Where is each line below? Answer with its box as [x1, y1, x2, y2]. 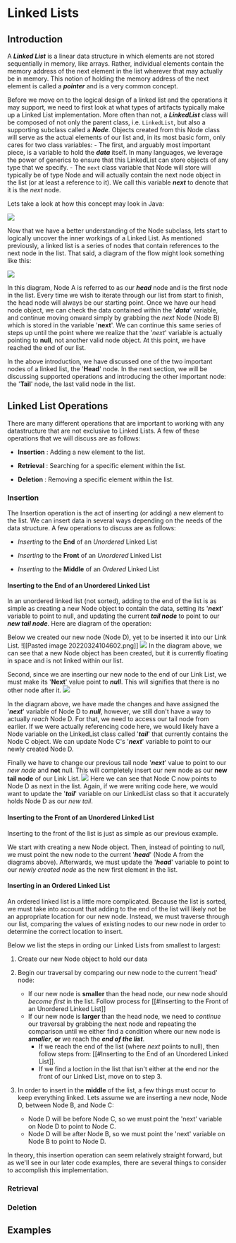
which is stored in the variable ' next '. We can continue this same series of [7, 321, 222, 329]
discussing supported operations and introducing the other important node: [7, 373, 227, 380]
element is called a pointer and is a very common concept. [7, 82, 178, 90]
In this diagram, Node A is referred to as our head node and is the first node [7, 284, 228, 291]
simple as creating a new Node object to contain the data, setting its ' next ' [7, 605, 224, 613]
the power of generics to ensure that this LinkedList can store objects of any [7, 156, 229, 164]
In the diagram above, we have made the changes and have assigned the [7, 700, 220, 708]
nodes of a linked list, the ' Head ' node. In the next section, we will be [7, 365, 208, 373]
